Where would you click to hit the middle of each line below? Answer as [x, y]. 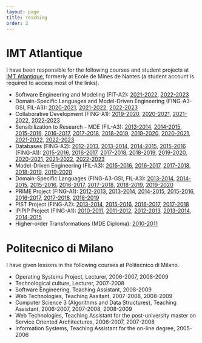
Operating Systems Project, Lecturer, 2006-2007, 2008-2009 [92, 277]
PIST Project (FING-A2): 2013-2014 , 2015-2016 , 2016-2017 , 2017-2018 [102, 205]
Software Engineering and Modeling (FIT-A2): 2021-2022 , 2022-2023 [102, 95]
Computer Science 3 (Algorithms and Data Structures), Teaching [96, 303]
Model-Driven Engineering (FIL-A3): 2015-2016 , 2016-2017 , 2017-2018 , [103, 166]
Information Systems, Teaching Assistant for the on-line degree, [95, 328]
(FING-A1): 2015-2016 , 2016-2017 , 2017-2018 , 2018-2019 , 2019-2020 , [101, 153]
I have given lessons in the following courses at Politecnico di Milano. [93, 265]
